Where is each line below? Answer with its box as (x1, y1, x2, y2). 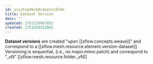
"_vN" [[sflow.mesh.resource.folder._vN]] (5, 54, 87, 60)
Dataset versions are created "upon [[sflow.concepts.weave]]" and (5, 38, 141, 44)
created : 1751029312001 (5, 25, 54, 30)
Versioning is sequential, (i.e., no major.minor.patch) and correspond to (5, 49, 148, 55)
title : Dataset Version (5, 12, 54, 16)
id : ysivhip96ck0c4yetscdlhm (5, 7, 65, 12)
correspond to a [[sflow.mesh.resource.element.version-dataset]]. (5, 44, 138, 49)
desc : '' (5, 16, 23, 21)
